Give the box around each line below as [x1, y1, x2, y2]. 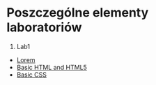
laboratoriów [6, 19, 82, 35]
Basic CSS [16, 70, 47, 79]
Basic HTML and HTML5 [16, 63, 88, 71]
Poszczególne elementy [6, 5, 149, 21]
